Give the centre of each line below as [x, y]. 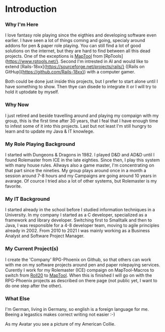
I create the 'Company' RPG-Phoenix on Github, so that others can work [78, 259]
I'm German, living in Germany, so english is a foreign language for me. [77, 309]
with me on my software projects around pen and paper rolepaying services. [83, 264]
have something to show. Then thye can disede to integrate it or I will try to [81, 87]
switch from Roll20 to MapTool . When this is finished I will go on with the [79, 275]
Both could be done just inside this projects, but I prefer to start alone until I [82, 81]
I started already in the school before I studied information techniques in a [80, 210]
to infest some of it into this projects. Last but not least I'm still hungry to [78, 126]
